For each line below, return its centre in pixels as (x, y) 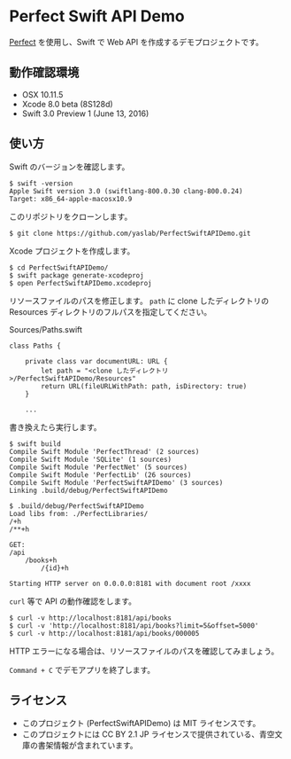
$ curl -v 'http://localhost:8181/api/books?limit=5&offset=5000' (134, 626)
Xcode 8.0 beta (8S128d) (67, 104)
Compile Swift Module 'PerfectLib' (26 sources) (100, 475)
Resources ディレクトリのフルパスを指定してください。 (111, 311)
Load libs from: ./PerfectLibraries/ (79, 513)
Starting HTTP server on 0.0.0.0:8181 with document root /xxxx (130, 583)
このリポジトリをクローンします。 (71, 216)
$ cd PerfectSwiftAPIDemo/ (59, 268)
